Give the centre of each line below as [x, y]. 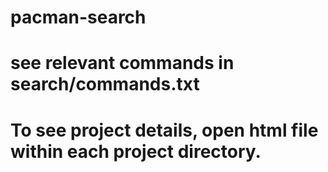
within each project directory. [136, 151]
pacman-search [78, 17]
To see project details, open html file [164, 130]
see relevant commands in [122, 63]
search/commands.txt [105, 84]
